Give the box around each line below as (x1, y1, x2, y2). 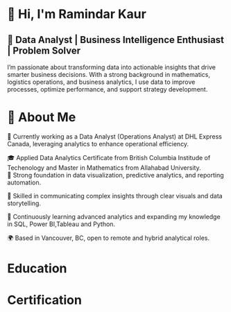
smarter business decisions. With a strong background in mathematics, (7, 71, 210, 78)
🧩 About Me (7, 110, 76, 125)
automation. (7, 178, 42, 187)
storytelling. (7, 199, 42, 207)
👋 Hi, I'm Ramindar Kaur (7, 6, 147, 22)
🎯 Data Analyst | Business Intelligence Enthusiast (7, 34, 224, 46)
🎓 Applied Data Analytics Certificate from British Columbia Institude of (7, 153, 211, 162)
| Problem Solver (7, 44, 81, 56)
